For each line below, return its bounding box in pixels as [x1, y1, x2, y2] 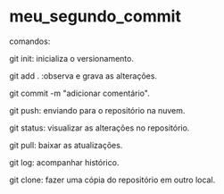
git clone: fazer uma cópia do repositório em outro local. [9, 174, 216, 185]
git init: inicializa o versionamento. [9, 53, 134, 63]
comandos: [9, 36, 51, 46]
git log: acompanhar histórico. [9, 156, 120, 167]
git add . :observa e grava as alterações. [9, 70, 158, 81]
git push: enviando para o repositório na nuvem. [9, 105, 186, 115]
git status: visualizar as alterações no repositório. [9, 122, 190, 133]
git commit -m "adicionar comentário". [9, 88, 150, 98]
